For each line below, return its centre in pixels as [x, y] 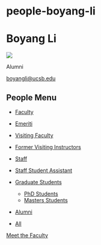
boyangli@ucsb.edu [31, 78]
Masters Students [46, 200]
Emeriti [24, 123]
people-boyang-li [51, 11]
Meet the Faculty [27, 235]
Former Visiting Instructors [48, 147]
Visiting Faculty [34, 135]
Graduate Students [38, 182]
